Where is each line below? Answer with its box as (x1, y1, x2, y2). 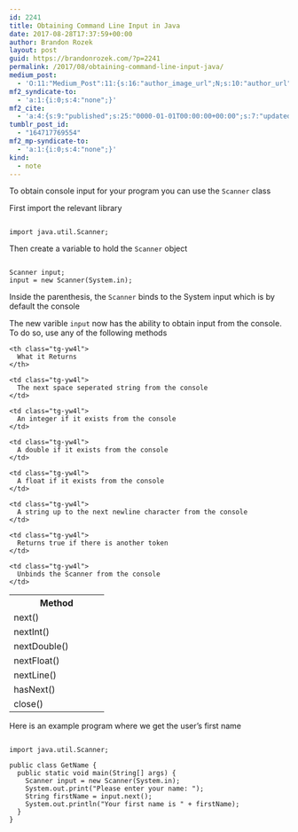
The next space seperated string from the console (17, 383, 208, 393)
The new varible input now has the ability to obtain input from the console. (9, 318, 282, 329)
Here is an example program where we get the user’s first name (9, 720, 242, 732)
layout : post (9, 46, 58, 55)
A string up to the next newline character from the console (17, 507, 248, 517)
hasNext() (13, 684, 56, 696)
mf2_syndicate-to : (9, 87, 77, 96)
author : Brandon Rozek (9, 37, 93, 47)
